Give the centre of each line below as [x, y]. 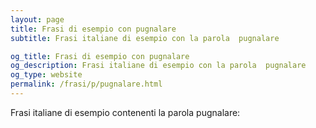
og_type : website [46, 75]
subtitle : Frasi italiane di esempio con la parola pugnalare [145, 38]
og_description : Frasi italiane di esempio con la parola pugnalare [158, 66]
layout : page [37, 19]
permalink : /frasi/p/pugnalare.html [86, 84]
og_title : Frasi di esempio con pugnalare [100, 56]
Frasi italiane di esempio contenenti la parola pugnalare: [125, 112]
